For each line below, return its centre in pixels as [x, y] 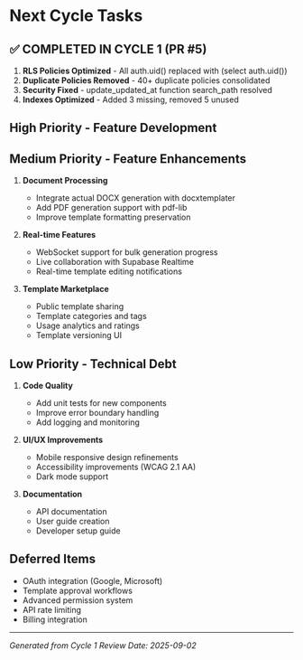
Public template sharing [80, 306]
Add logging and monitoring [87, 422]
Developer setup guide [78, 531]
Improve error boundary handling [97, 413]
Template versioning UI [79, 335]
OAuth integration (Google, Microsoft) [92, 580]
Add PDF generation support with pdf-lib [111, 208]
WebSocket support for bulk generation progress [127, 252]
